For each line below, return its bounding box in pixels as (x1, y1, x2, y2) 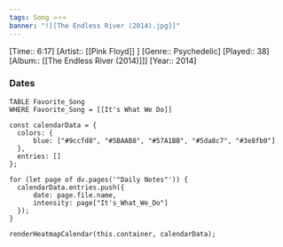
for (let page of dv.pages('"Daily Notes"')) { (9, 175, 189, 184)
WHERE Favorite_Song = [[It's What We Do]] (9, 105, 173, 114)
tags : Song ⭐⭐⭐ (9, 12, 67, 22)
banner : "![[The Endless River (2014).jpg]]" (9, 21, 180, 30)
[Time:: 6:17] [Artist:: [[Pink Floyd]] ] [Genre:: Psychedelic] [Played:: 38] (9, 45, 270, 56)
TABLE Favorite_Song (9, 97, 86, 107)
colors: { (17, 128, 53, 138)
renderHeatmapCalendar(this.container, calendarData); (9, 229, 216, 238)
